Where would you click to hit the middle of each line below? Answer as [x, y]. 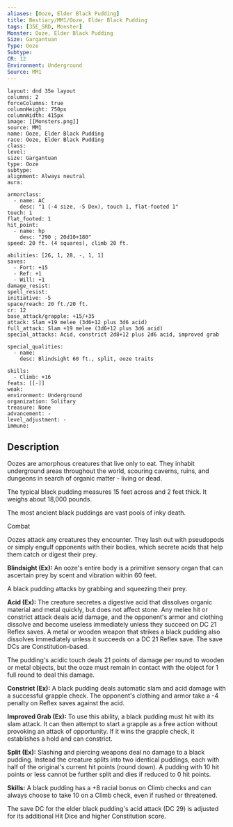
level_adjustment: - [37, 419]
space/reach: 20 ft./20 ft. [48, 304]
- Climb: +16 [32, 377]
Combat [19, 527]
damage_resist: [29, 286]
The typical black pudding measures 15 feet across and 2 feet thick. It [107, 492]
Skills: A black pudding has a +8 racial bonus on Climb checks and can [109, 788]
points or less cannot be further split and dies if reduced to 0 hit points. [109, 774]
